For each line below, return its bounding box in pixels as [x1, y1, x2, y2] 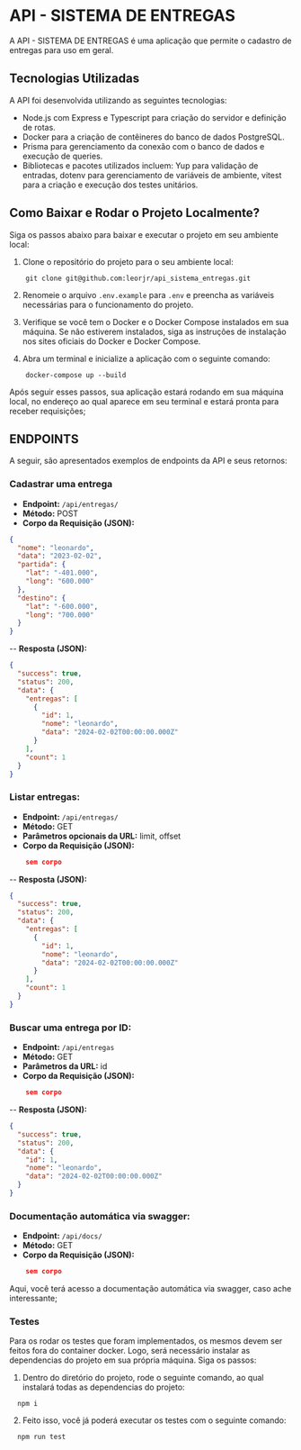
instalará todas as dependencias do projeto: [22, 1382, 186, 1392]
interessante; [9, 1293, 58, 1304]
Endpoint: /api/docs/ [22, 1230, 103, 1241]
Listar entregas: [9, 791, 81, 803]
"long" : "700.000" [25, 610, 94, 620]
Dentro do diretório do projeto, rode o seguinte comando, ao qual [22, 1373, 264, 1383]
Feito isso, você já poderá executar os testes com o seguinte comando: [22, 1415, 287, 1426]
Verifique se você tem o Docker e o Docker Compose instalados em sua [22, 316, 289, 327]
